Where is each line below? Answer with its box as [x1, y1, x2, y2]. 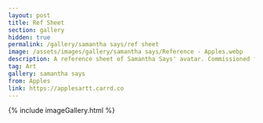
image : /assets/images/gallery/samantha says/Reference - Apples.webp [8, 48, 243, 56]
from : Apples [8, 77, 51, 85]
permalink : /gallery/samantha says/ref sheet [8, 41, 159, 49]
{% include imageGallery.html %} [8, 106, 116, 115]
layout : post [8, 11, 51, 20]
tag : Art [8, 63, 37, 71]
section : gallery [8, 26, 65, 34]
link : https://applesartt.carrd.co [8, 84, 124, 92]
